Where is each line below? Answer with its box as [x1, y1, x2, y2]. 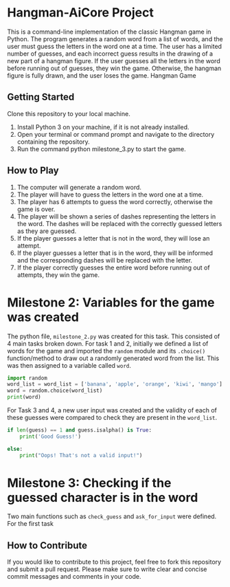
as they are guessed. [16, 227, 77, 235]
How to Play [7, 165, 60, 177]
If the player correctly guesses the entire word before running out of [16, 263, 211, 272]
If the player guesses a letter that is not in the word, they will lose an [16, 234, 210, 242]
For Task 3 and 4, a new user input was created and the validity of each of [7, 406, 218, 414]
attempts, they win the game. [16, 270, 100, 279]
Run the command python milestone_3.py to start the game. [16, 144, 187, 153]
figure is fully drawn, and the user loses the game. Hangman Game [7, 71, 197, 80]
